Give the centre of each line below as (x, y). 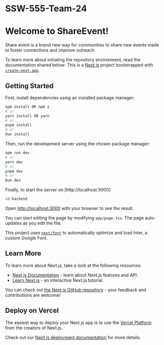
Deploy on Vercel (32, 311)
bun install (17, 134)
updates (14, 223)
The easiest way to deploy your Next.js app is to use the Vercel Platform (79, 322)
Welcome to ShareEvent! (57, 31)
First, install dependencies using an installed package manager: (70, 97)
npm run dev (17, 153)
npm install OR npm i (27, 107)
